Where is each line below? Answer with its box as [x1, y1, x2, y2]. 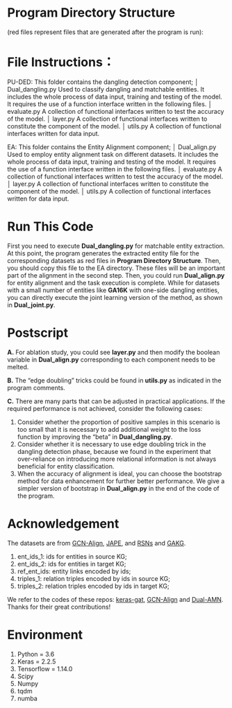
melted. [7, 362, 29, 371]
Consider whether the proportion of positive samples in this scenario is [17, 418, 221, 426]
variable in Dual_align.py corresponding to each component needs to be [7, 355, 216, 364]
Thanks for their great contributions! [7, 602, 111, 611]
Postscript [7, 325, 68, 341]
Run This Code [7, 219, 94, 235]
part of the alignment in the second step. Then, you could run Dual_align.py [7, 271, 225, 279]
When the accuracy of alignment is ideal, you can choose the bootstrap [17, 469, 222, 478]
